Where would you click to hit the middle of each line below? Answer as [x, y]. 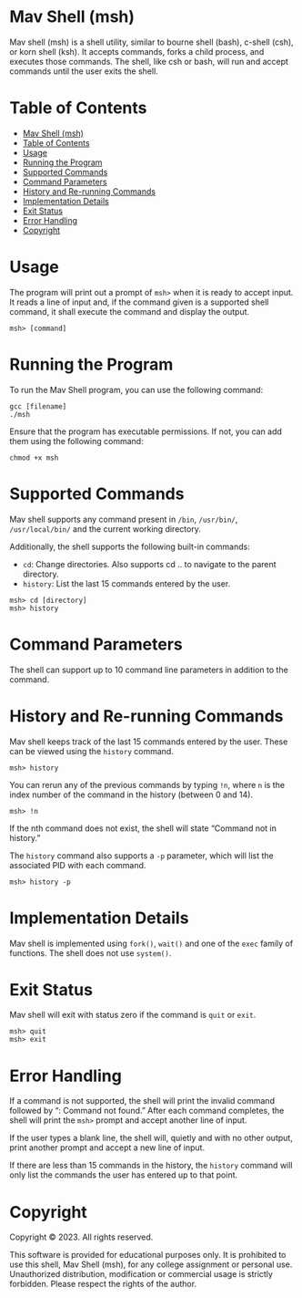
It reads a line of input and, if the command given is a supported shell [139, 302]
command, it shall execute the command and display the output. [130, 311]
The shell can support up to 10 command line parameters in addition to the [149, 670]
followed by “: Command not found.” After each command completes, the [147, 1111]
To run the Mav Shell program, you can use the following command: [136, 389]
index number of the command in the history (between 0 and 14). [131, 794]
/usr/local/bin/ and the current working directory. [106, 529]
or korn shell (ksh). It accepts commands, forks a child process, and [137, 51]
